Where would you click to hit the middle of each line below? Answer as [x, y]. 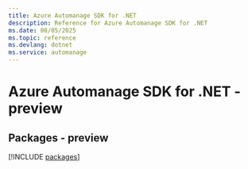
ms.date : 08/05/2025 [43, 30]
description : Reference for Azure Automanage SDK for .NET [108, 23]
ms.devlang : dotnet [41, 45]
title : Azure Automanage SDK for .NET [72, 15]
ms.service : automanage [48, 52]
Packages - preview [58, 138]
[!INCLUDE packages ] [44, 157]
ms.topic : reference [43, 38]
